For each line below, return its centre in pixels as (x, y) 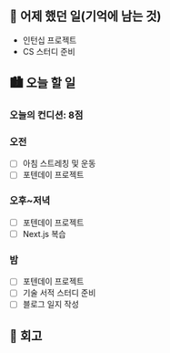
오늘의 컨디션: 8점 (46, 115)
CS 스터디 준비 (49, 51)
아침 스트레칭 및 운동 (59, 163)
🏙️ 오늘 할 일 (43, 83)
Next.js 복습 (44, 234)
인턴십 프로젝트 (50, 40)
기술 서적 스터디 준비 (59, 293)
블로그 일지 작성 (50, 305)
